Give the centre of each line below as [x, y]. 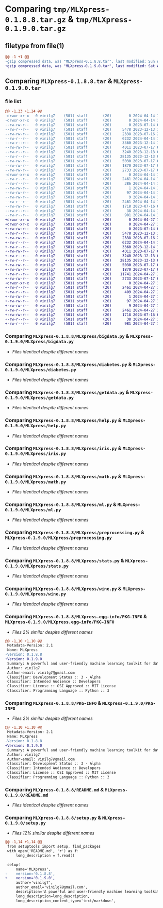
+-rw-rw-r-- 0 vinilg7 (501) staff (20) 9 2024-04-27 [80, 306]
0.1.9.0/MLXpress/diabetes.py [41, 370]
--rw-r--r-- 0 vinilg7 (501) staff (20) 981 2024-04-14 [80, 215]
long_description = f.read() [45, 856]
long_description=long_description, [53, 896]
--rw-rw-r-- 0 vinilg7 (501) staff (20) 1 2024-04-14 [80, 188]
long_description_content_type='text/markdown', [66, 901]
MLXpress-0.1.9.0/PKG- [129, 703]
